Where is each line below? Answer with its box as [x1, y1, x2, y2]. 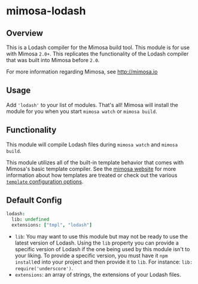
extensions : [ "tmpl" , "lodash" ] [11, 222, 93, 228]
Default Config [6, 196, 62, 206]
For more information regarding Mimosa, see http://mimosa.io [6, 68, 158, 75]
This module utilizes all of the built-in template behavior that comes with [6, 158, 184, 166]
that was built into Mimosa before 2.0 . [6, 57, 100, 63]
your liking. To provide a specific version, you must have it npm [14, 252, 168, 259]
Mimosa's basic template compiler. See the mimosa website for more [6, 165, 176, 172]
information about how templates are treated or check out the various [6, 172, 178, 179]
